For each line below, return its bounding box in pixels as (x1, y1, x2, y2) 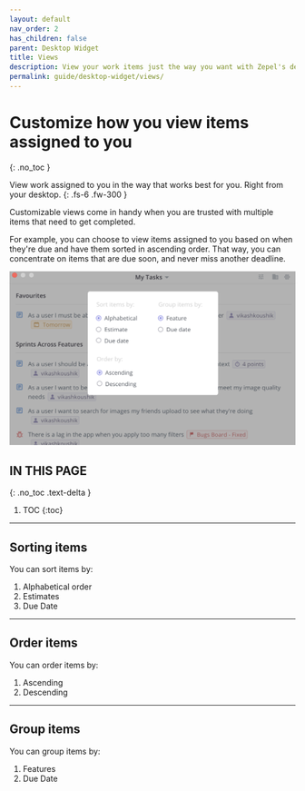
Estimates (22, 591, 60, 602)
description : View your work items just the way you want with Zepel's (9, 63, 286, 72)
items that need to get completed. (9, 216, 136, 227)
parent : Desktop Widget (9, 44, 100, 53)
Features (22, 763, 56, 774)
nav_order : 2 (9, 24, 59, 34)
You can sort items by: (9, 564, 93, 575)
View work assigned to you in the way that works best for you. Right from (9, 179, 284, 190)
